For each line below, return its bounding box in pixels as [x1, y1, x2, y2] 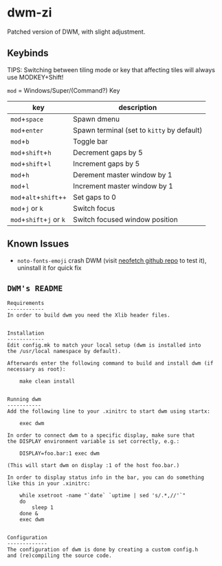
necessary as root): [7, 366, 67, 373]
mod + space [10, 114, 43, 124]
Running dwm [7, 396, 41, 403]
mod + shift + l [10, 159, 52, 168]
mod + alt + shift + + [10, 192, 67, 202]
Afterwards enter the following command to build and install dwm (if [7, 360, 214, 367]
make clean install [19, 378, 76, 385]
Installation [7, 330, 45, 337]
